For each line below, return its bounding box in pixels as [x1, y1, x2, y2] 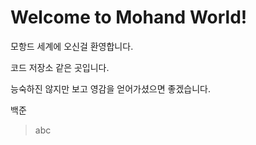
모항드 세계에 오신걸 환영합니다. [10, 40, 134, 52]
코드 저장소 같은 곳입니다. [10, 61, 110, 73]
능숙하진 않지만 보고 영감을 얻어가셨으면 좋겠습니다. [10, 82, 211, 95]
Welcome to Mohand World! [10, 6, 248, 29]
